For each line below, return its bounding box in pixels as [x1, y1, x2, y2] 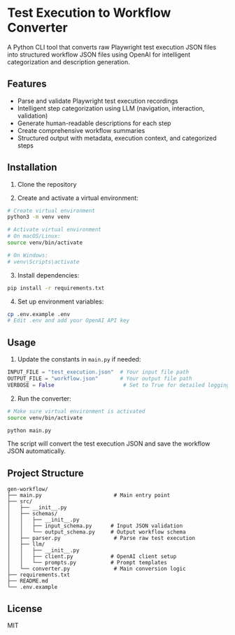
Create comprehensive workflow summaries [17, 126, 145, 134]
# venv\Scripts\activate [7, 258, 80, 265]
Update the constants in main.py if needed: [17, 355, 141, 364]
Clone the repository [17, 180, 77, 188]
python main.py [7, 427, 52, 434]
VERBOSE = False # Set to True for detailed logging [7, 381, 230, 389]
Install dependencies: [17, 271, 80, 279]
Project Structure [7, 467, 84, 479]
